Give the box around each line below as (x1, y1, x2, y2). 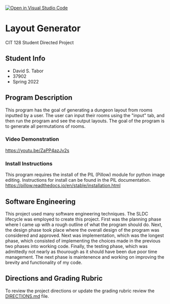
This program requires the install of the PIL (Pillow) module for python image (5, 172, 165, 178)
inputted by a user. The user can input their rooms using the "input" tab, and (5, 112, 165, 118)
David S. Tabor (12, 68, 44, 74)
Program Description (5, 93, 73, 102)
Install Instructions (5, 160, 53, 167)
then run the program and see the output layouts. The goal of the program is (5, 118, 165, 124)
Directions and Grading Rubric (5, 274, 103, 283)
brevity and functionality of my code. (5, 259, 83, 265)
